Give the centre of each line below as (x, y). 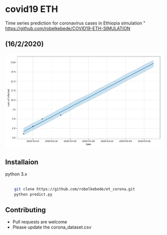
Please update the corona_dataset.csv (52, 227)
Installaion (22, 162)
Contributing (25, 210)
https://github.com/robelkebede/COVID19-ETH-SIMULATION (68, 28)
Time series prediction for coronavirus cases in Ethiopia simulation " (75, 23)
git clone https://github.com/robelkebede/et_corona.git (75, 189)
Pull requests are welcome (40, 222)
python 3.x (16, 174)
